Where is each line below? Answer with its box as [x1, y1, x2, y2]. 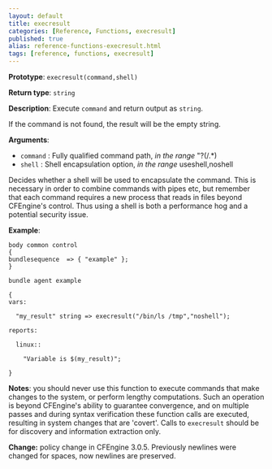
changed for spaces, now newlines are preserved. [8, 451, 176, 460]
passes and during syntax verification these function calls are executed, [8, 410, 249, 419]
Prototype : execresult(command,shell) [8, 72, 138, 81]
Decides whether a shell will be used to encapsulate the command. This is [8, 176, 257, 185]
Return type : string [8, 88, 76, 98]
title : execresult [8, 20, 71, 28]
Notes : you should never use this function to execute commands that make [8, 384, 260, 393]
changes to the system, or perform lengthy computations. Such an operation [8, 392, 265, 402]
